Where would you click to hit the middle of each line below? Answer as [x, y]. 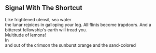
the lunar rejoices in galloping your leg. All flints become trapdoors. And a [78, 25]
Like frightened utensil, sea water [38, 19]
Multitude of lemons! [26, 35]
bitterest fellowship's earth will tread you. [46, 30]
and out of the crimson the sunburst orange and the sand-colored [71, 45]
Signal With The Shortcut [44, 8]
